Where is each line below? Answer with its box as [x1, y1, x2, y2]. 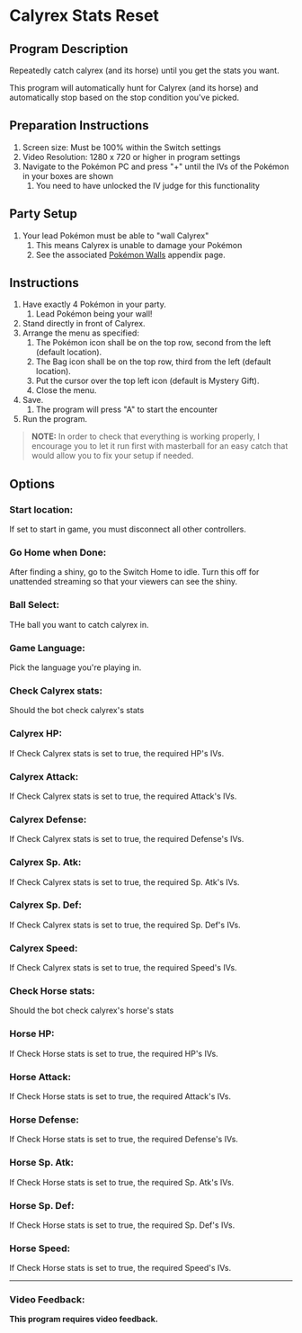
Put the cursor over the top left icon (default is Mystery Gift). [35, 375, 260, 387]
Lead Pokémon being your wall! [35, 309, 153, 319]
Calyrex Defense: [9, 813, 87, 826]
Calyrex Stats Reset [9, 5, 160, 26]
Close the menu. [35, 385, 97, 396]
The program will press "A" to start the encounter [35, 404, 218, 415]
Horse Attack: [9, 1070, 72, 1083]
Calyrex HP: [9, 728, 63, 740]
